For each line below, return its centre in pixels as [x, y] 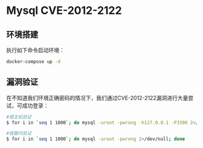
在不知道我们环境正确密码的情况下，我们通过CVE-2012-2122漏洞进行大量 [97, 98]
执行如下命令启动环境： [35, 50]
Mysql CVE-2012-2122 [64, 11]
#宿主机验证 [19, 117]
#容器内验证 [19, 133]
